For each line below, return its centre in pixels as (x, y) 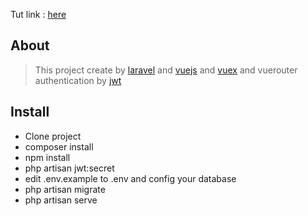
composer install (59, 146)
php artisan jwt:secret (69, 168)
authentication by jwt (78, 80)
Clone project (53, 136)
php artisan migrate (65, 189)
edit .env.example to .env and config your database (130, 178)
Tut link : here (38, 14)
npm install (47, 157)
